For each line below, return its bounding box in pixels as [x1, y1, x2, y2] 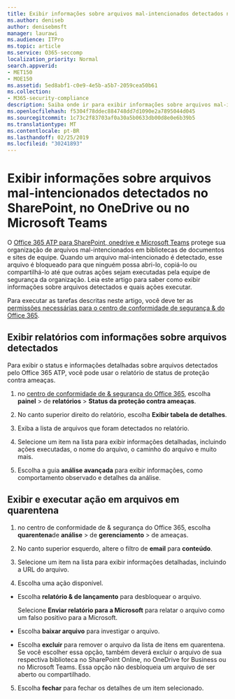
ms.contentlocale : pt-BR [7, 127, 80, 134]
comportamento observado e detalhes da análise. [17, 473, 161, 481]
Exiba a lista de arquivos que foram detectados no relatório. [17, 424, 190, 432]
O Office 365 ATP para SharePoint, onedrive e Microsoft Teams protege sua [7, 239, 226, 247]
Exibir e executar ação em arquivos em [7, 494, 180, 506]
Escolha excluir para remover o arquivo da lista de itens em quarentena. [17, 640, 225, 649]
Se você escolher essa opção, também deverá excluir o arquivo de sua [17, 648, 222, 656]
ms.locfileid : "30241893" [7, 141, 83, 148]
